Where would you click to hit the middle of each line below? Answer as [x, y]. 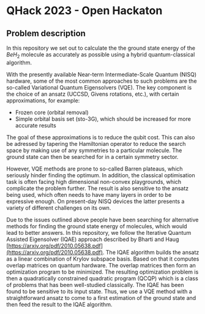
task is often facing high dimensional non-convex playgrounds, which [94, 182]
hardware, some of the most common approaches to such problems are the [102, 81]
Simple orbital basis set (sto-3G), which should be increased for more [103, 119]
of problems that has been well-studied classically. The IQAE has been [95, 285]
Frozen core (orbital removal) [52, 112]
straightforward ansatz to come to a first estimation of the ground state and [101, 297]
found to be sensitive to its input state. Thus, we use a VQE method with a [99, 291]
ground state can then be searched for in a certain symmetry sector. [92, 156]
